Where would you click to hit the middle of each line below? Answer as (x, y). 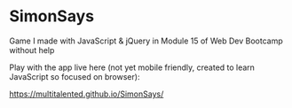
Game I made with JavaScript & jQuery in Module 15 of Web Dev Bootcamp (146, 41)
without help (32, 50)
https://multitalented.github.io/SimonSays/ (87, 94)
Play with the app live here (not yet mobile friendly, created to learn (132, 67)
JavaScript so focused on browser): (75, 76)
